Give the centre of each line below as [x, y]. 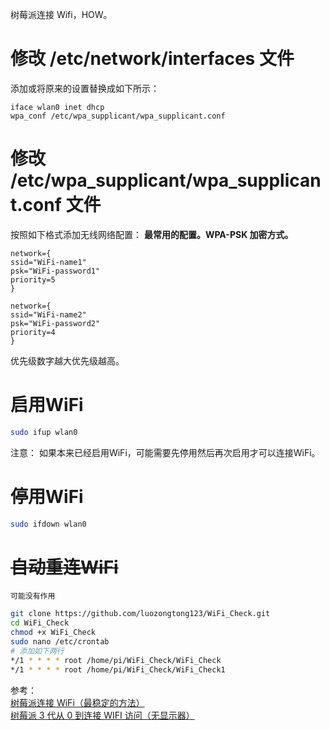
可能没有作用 [33, 596]
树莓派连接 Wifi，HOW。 [61, 14]
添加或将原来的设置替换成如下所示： [85, 88]
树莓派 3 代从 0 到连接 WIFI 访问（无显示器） [102, 715]
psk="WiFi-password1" [55, 271]
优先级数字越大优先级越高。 [67, 360]
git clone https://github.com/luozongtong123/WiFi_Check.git [140, 614]
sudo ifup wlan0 [44, 432]
